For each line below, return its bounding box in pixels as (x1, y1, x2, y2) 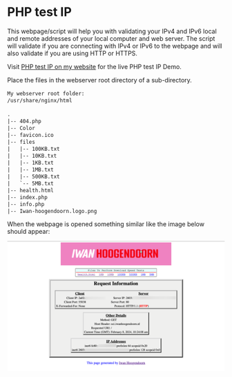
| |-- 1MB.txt (7, 166, 54, 173)
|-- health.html (7, 187, 54, 194)
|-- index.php (7, 194, 48, 201)
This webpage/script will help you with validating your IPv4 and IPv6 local (7, 27, 217, 35)
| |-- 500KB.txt (7, 173, 60, 180)
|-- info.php (7, 201, 45, 208)
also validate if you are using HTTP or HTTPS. (7, 49, 138, 57)
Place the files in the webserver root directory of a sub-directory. (7, 75, 192, 84)
